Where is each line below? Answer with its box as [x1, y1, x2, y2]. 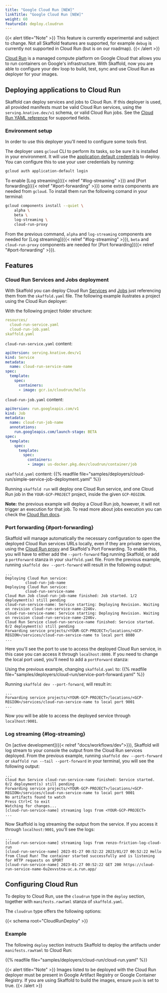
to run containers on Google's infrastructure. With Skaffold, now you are [5, 60, 154, 66]
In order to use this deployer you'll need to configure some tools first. [5, 138, 148, 145]
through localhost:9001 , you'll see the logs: [5, 826, 95, 832]
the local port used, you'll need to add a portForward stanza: [5, 657, 129, 663]
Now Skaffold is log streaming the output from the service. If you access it [5, 821, 158, 827]
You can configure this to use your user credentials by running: [5, 159, 135, 165]
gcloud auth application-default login [5, 168, 88, 174]
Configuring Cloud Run [5, 880, 78, 889]
